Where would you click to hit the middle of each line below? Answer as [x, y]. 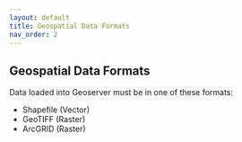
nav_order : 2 [34, 34]
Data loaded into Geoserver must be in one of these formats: [121, 93]
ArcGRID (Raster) [54, 129]
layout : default [39, 18]
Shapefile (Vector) [56, 110]
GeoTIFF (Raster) [54, 120]
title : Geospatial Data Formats [69, 26]
